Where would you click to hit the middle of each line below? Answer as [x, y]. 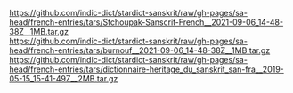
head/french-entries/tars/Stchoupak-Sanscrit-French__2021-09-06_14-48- [146, 22]
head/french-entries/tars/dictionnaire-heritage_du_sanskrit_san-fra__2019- [147, 69]
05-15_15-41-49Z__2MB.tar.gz [64, 78]
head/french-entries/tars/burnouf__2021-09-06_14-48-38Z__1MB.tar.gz [140, 50]
